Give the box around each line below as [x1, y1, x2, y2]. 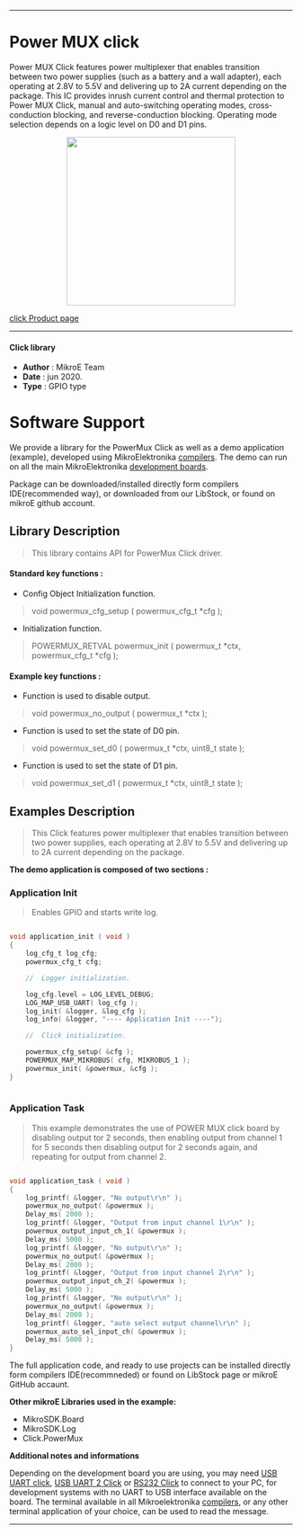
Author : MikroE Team [22, 361, 105, 373]
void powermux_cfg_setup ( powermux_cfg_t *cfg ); [31, 606, 223, 617]
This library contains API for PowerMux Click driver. [31, 548, 223, 558]
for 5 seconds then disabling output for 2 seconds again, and [31, 1141, 258, 1152]
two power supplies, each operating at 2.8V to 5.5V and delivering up [31, 837, 289, 848]
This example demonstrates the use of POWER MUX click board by [31, 1122, 280, 1133]
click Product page [9, 312, 79, 324]
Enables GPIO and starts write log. [31, 907, 159, 918]
